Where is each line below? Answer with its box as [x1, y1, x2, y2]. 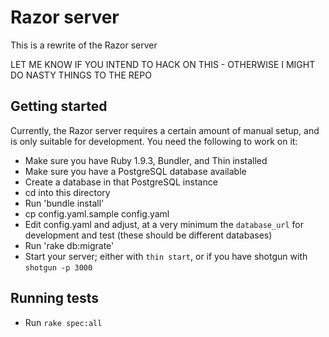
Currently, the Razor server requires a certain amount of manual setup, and [10, 124, 320, 136]
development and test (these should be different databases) [24, 229, 273, 241]
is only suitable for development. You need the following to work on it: [10, 135, 298, 147]
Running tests [10, 290, 100, 307]
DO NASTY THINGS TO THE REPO [10, 69, 152, 81]
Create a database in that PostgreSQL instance [24, 176, 218, 188]
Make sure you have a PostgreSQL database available [24, 165, 247, 177]
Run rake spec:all [24, 316, 103, 328]
